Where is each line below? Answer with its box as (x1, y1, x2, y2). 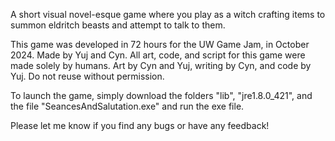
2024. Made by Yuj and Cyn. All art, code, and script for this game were (10, 49, 306, 61)
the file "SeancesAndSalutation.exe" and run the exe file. (10, 100, 245, 112)
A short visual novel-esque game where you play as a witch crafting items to (10, 9, 326, 20)
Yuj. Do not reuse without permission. (10, 70, 165, 82)
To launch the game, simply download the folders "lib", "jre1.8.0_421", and (10, 90, 313, 101)
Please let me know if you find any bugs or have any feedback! (10, 120, 270, 131)
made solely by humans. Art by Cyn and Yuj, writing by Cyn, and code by (10, 60, 312, 71)
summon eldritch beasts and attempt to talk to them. (10, 19, 226, 31)
